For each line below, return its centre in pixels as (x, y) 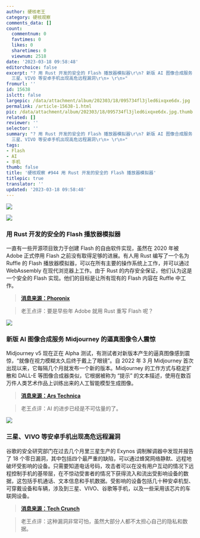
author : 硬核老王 (26, 12)
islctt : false (24, 95)
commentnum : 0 (29, 34)
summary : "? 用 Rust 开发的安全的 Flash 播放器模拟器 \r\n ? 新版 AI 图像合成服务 (99, 134)
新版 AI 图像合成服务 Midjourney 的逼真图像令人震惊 (81, 339)
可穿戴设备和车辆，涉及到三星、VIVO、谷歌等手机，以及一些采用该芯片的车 (99, 488)
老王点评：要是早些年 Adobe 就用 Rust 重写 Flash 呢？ (87, 311)
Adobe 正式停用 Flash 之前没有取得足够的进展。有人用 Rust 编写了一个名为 (98, 255)
